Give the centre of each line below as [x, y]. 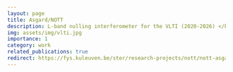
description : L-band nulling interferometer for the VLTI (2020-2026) [111, 26]
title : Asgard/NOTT [35, 20]
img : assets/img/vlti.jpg [44, 33]
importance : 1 [28, 39]
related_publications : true [48, 52]
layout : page [26, 13]
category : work [29, 45]
